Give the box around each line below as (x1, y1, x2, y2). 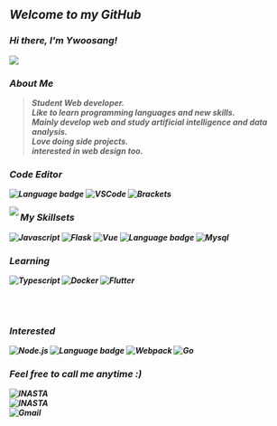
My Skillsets (20, 212, 75, 224)
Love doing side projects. (31, 136, 129, 147)
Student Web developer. (31, 97, 125, 108)
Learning (9, 254, 51, 267)
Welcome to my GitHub (9, 7, 142, 23)
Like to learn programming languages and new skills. (31, 107, 236, 118)
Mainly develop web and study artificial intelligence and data (31, 117, 268, 128)
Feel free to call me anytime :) (9, 368, 143, 381)
